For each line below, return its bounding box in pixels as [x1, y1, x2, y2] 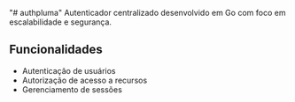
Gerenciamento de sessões [21, 84, 122, 95]
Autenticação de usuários [21, 65, 116, 76]
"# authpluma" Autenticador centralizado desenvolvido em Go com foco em [9, 8, 286, 18]
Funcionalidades [9, 42, 104, 57]
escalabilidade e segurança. [9, 17, 113, 27]
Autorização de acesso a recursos [21, 75, 148, 85]
